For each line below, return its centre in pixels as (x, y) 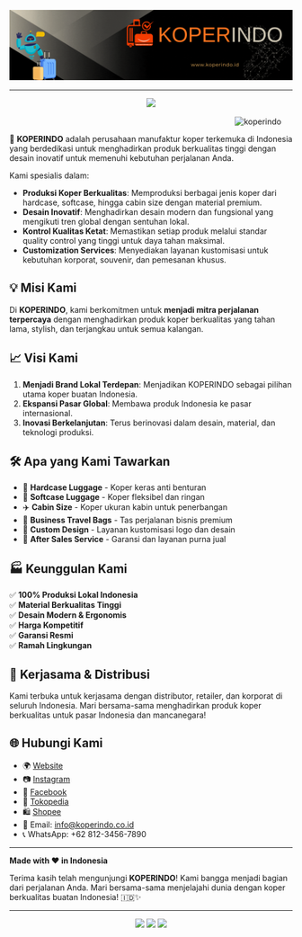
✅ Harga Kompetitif (46, 625)
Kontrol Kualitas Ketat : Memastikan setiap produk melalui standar (145, 231)
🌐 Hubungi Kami (56, 743)
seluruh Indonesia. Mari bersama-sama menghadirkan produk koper (136, 706)
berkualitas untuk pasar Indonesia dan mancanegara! (108, 715)
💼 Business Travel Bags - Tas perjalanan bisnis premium (128, 520)
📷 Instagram (46, 779)
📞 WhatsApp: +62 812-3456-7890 (84, 834)
